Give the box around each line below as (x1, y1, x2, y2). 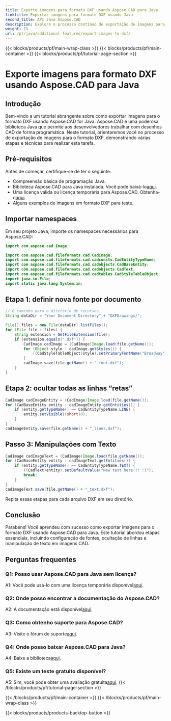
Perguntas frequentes (5, 555, 76, 564)
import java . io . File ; (5, 276, 51, 281)
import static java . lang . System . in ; (5, 281, 83, 286)
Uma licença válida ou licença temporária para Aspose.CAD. (12, 189, 139, 195)
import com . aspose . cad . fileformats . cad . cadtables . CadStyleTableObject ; (5, 272, 160, 277)
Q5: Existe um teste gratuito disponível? (5, 667, 106, 675)
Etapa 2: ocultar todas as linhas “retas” (5, 384, 133, 393)
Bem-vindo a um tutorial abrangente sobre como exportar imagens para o (5, 113, 160, 119)
